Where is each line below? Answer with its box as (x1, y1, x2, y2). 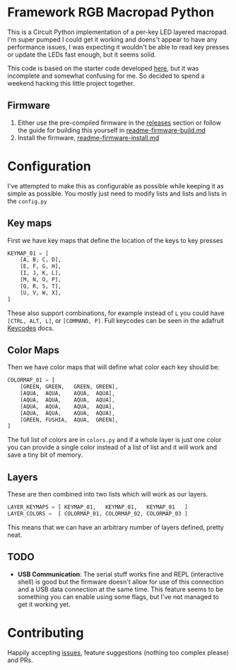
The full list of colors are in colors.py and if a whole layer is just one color (7, 436, 222, 444)
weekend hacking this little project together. (7, 79, 135, 87)
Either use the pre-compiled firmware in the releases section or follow (17, 118, 221, 127)
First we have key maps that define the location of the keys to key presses (7, 236, 223, 244)
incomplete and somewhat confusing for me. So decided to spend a (7, 72, 205, 80)
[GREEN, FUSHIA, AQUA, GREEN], (20, 416, 119, 424)
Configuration (7, 158, 92, 174)
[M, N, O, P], (20, 276, 61, 283)
